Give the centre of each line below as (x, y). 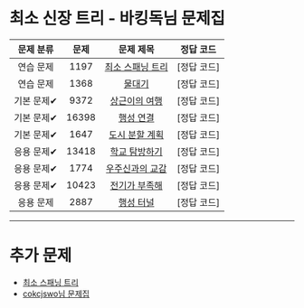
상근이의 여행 (136, 100)
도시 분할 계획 (136, 135)
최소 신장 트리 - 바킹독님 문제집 (118, 19)
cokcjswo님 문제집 (56, 294)
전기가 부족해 (136, 185)
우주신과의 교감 (136, 168)
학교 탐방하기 (136, 152)
